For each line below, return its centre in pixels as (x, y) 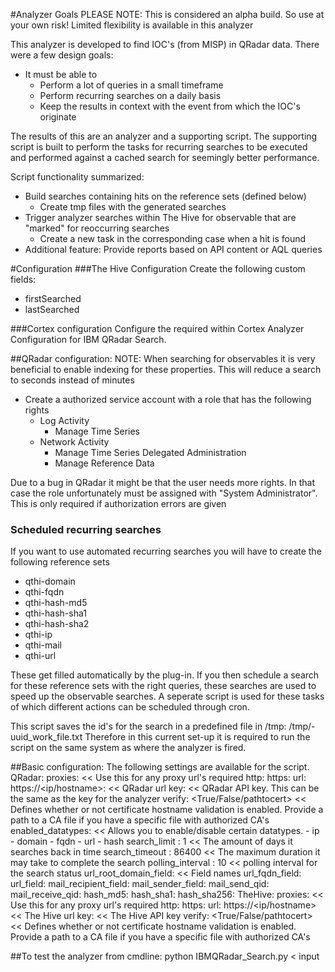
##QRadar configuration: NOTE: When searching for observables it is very (163, 358)
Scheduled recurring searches (86, 529)
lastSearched (52, 309)
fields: (23, 279)
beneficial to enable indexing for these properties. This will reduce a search (166, 369)
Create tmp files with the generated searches (133, 207)
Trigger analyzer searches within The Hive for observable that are (160, 217)
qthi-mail (43, 645)
